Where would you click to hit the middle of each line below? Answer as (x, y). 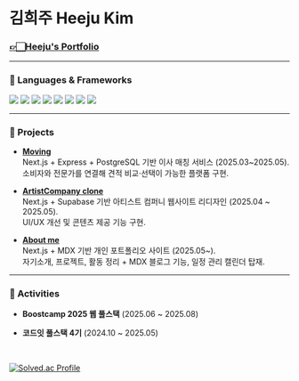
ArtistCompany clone (63, 191)
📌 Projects (32, 132)
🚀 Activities (35, 293)
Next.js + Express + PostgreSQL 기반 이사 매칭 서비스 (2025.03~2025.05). (156, 162)
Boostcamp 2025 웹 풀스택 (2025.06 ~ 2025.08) (110, 314)
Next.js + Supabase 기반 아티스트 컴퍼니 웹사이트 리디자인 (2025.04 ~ (146, 202)
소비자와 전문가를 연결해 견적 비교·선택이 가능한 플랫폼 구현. (125, 174)
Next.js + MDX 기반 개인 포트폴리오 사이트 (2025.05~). (119, 251)
